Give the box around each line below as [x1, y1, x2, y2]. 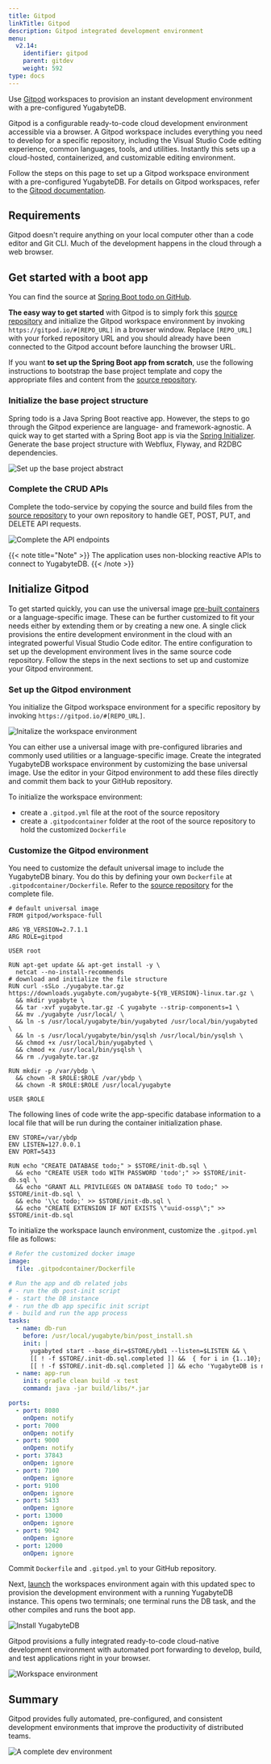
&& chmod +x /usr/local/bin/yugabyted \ [15, 1039, 153, 1047]
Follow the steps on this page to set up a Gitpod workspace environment [8, 168, 250, 178]
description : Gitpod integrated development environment [8, 27, 204, 35]
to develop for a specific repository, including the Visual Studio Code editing [8, 135, 262, 145]
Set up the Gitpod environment [8, 684, 131, 695]
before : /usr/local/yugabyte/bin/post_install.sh [23, 1332, 194, 1340]
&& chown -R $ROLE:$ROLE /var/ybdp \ [15, 1075, 143, 1083]
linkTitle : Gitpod [8, 19, 70, 27]
